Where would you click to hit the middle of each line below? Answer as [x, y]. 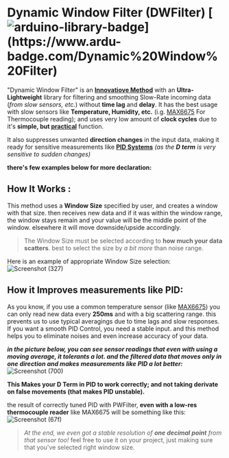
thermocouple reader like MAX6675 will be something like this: [97, 412]
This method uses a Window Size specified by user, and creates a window [112, 205]
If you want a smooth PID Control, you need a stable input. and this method [113, 328]
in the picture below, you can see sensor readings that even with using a [112, 349]
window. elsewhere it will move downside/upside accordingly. [94, 227]
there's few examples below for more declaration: [80, 167]
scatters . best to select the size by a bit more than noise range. [113, 248]
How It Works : [39, 189]
